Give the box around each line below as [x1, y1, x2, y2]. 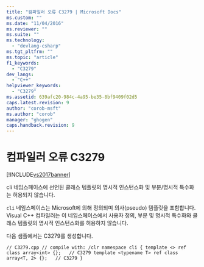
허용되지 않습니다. [12, 191, 55, 199]
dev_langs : [6, 71, 34, 77]
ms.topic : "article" [6, 54, 59, 60]
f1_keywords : [6, 60, 40, 66]
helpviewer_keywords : [6, 83, 62, 89]
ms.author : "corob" [6, 111, 56, 117]
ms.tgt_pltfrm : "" [6, 49, 53, 55]
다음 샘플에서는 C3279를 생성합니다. [6, 232, 93, 240]
